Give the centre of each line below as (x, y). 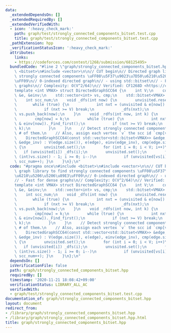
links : (21, 57)
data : (11, 10)
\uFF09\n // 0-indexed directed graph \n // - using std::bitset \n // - (89, 81)
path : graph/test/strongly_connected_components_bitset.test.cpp (85, 34)
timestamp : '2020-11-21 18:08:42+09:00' (53, 280)
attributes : (23, 52)
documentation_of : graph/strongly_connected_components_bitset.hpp (78, 299)
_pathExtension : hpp (32, 43)
